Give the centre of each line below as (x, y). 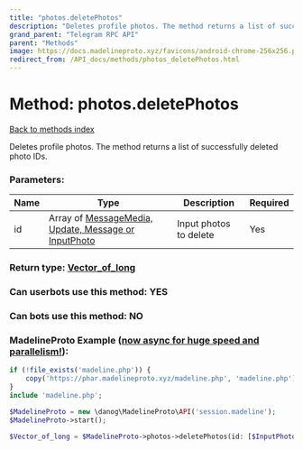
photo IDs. (28, 156)
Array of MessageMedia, (101, 218)
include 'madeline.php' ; (56, 395)
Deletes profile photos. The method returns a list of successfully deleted (144, 146)
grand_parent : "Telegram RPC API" (74, 34)
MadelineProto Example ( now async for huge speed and (134, 340)
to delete (196, 235)
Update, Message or (92, 229)
